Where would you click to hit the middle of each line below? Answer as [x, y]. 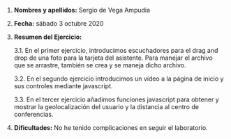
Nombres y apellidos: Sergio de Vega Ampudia [82, 10]
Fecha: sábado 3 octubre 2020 [59, 23]
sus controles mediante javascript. [63, 86]
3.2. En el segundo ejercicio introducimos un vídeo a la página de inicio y [119, 79]
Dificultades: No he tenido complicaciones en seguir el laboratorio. [111, 128]
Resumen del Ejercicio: [48, 37]
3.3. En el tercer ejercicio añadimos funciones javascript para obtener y [117, 99]
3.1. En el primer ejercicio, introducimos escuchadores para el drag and [116, 50]
